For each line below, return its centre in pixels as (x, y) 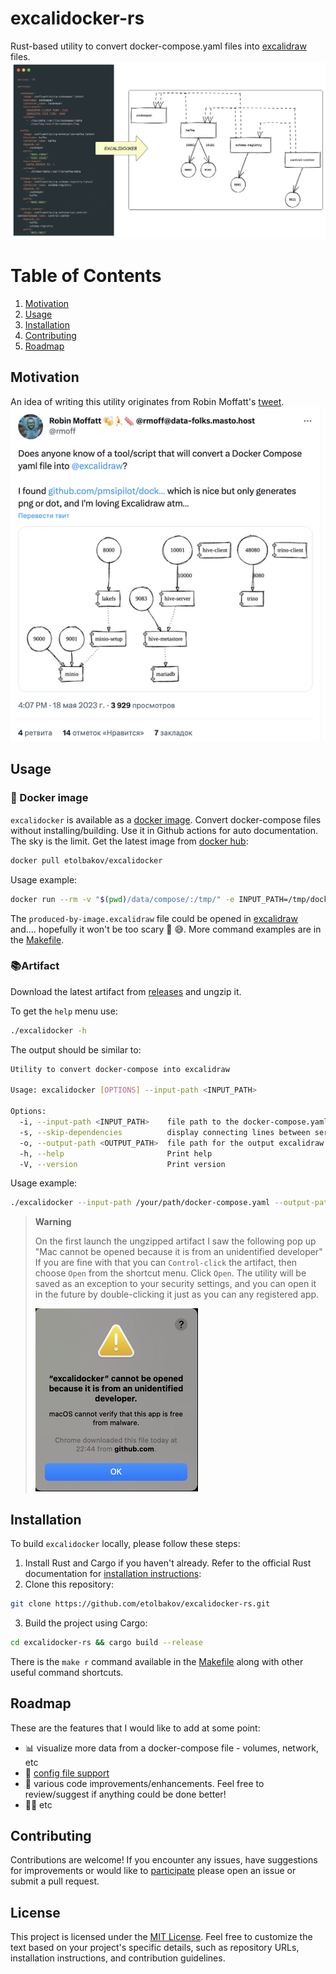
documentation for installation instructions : (113, 1574)
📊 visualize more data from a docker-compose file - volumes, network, (171, 1748)
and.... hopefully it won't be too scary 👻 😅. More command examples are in (166, 929)
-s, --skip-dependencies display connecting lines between (165, 1132)
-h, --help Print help (116, 1153)
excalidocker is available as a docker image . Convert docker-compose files (166, 819)
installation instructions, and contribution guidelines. (118, 1958)
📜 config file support (67, 1773)
